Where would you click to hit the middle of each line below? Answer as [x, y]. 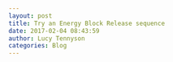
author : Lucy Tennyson [47, 38]
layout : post [30, 16]
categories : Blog [38, 46]
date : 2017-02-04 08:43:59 [54, 31]
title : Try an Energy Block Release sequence [86, 23]
